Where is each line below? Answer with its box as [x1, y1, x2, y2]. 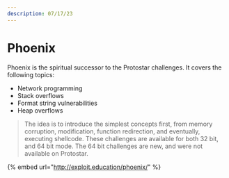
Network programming [17, 84, 83, 92]
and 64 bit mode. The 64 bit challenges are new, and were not [24, 142, 203, 150]
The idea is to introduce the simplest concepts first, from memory [24, 120, 213, 128]
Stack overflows [17, 91, 64, 99]
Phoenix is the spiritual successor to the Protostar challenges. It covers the [7, 63, 222, 72]
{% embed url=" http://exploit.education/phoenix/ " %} [7, 163, 161, 171]
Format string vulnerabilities [17, 99, 97, 107]
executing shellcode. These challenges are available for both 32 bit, [24, 134, 219, 143]
